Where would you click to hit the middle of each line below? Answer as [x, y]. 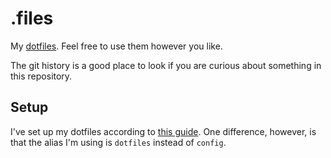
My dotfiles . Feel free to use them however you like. [116, 46]
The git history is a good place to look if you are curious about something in [166, 65]
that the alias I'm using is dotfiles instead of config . [118, 142]
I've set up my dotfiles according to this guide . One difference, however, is [163, 131]
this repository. [41, 76]
